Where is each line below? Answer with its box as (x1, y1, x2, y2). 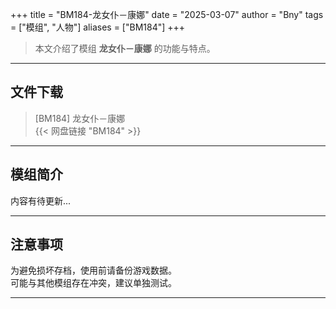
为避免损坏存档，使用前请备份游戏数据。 (10, 264, 177, 277)
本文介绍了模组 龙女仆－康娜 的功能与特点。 (34, 43, 216, 54)
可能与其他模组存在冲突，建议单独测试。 (10, 277, 177, 289)
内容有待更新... (10, 194, 72, 207)
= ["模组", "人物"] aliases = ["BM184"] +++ (10, 21, 186, 33)
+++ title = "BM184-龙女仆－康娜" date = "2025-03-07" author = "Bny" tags (10, 9, 324, 20)
